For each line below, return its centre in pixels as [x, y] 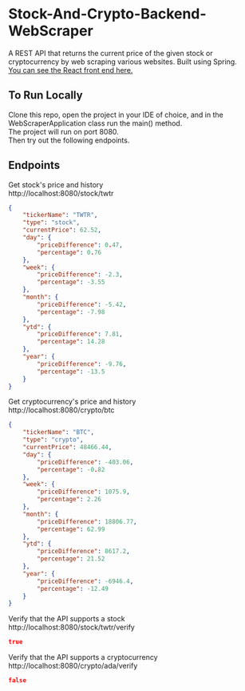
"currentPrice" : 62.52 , [62, 230]
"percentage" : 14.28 [71, 342]
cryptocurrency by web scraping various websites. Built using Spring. [122, 62]
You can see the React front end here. [71, 70]
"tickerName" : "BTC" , [58, 432]
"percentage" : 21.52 [71, 559]
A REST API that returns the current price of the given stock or [111, 53]
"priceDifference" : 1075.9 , [83, 492]
